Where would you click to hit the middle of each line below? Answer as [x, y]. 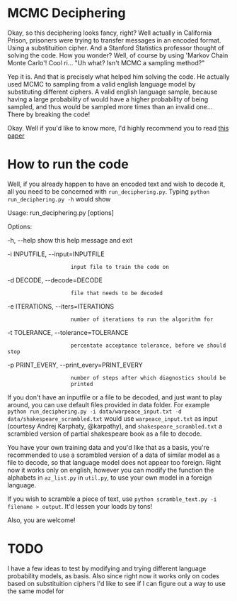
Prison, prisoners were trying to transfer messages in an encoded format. [114, 40]
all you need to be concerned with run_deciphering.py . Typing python [109, 191]
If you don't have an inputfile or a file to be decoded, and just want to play [115, 397]
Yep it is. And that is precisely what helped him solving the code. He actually [118, 77]
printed [82, 384]
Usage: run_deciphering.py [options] [61, 213]
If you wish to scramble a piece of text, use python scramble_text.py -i [112, 499]
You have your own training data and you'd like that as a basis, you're [109, 447]
